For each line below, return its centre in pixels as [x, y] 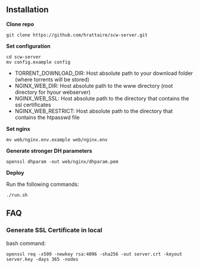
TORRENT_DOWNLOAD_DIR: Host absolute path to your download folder [104, 73]
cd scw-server [24, 57]
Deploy [15, 172]
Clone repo [20, 24]
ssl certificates [33, 105]
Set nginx [18, 129]
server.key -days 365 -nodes [42, 259]
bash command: [26, 243]
